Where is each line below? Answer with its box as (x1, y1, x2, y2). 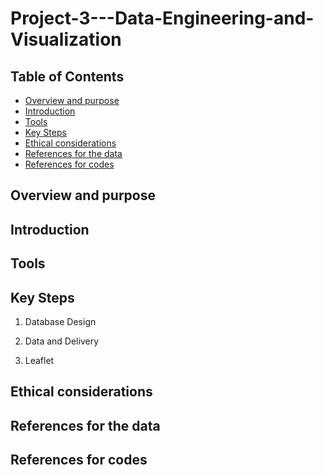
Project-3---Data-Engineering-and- (10, 7, 315, 30)
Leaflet (24, 354, 55, 366)
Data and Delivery (24, 335, 100, 347)
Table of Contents (10, 68, 125, 85)
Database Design (24, 315, 97, 327)
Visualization (10, 28, 122, 51)
